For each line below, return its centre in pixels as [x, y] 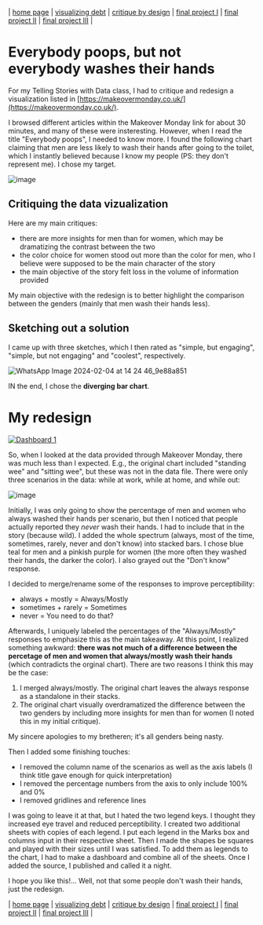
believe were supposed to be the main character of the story [117, 263]
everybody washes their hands [111, 69]
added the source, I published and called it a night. [90, 865]
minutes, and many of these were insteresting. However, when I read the [125, 130]
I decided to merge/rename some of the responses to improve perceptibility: [131, 583]
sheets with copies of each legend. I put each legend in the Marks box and [129, 832]
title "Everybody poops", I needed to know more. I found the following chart [130, 139]
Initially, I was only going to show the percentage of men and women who [127, 510]
